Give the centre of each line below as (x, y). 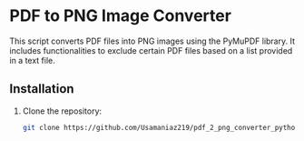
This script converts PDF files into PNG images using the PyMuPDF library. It (152, 41)
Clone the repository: (62, 111)
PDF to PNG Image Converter (120, 16)
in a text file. (33, 60)
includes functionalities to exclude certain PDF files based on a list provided (151, 50)
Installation (42, 89)
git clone (41, 127)
